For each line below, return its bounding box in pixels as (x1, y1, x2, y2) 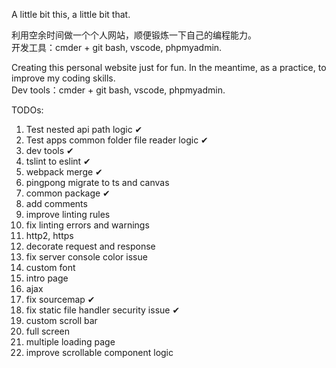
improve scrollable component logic (25, 347, 174, 358)
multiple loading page (25, 336, 116, 348)
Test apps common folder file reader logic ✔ (25, 134, 209, 146)
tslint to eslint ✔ (25, 155, 91, 167)
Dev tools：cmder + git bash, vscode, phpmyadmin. (11, 84, 226, 96)
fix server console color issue (25, 251, 148, 263)
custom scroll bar (25, 315, 98, 326)
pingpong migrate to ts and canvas (25, 177, 170, 188)
